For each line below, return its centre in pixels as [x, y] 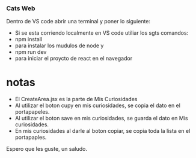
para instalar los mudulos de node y [59, 45]
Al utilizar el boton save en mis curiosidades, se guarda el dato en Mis [101, 118]
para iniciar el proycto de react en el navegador [74, 59]
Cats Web [21, 8]
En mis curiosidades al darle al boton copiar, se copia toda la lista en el [103, 131]
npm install [29, 39]
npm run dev [31, 52]
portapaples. [31, 137]
